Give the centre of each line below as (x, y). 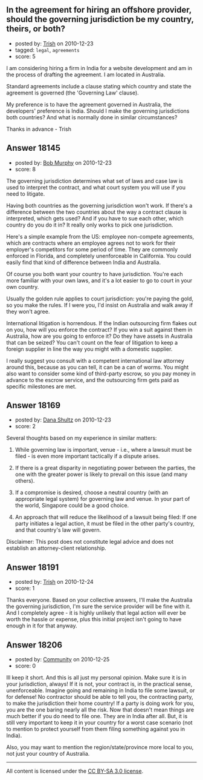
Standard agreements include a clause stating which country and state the (99, 86)
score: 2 (25, 426)
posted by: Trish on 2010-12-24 (54, 582)
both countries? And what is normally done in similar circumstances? (92, 117)
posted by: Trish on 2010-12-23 (54, 43)
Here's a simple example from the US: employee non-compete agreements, (100, 236)
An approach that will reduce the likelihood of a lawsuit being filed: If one (106, 517)
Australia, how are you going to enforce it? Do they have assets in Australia (99, 336)
